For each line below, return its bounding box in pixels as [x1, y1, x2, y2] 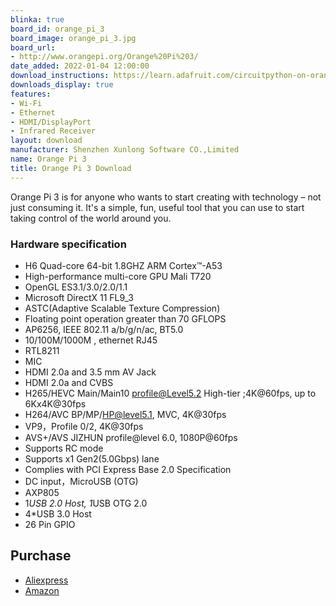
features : [10, 89, 52, 99]
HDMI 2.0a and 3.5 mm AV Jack [24, 366, 157, 378]
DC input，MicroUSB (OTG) [24, 475, 139, 487]
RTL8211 [24, 344, 60, 356]
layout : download [10, 136, 83, 146]
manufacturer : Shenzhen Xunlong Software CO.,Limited [10, 145, 240, 155]
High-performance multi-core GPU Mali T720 [24, 270, 212, 282]
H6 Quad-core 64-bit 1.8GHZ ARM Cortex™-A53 [24, 259, 223, 271]
